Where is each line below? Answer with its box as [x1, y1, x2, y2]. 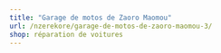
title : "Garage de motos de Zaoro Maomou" [9, 13, 172, 22]
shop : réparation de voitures [9, 30, 124, 39]
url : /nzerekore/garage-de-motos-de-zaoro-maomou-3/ [9, 22, 213, 31]
